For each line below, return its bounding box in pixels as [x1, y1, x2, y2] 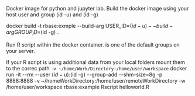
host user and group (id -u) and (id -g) [6, 11, 98, 18]
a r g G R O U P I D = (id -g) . [6, 29, 59, 37]
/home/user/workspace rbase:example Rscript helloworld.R [6, 83, 149, 90]
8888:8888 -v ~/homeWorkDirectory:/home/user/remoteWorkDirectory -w [6, 77, 186, 84]
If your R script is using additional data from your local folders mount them [6, 58, 186, 66]
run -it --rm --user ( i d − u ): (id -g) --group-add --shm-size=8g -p [6, 71, 163, 78]
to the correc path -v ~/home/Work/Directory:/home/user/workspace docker [6, 65, 187, 72]
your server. [6, 47, 35, 54]
